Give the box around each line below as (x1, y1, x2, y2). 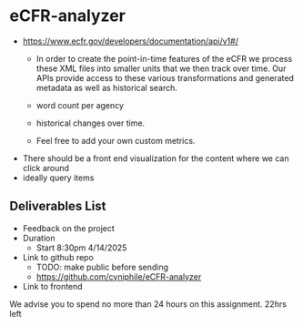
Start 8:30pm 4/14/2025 (35, 242, 127, 253)
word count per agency (35, 99, 125, 110)
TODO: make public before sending (35, 261, 169, 272)
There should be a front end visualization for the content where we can (22, 152, 289, 164)
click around (22, 162, 70, 173)
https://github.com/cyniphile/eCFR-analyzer (35, 270, 202, 282)
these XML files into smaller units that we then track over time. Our (35, 63, 287, 74)
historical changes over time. (35, 117, 146, 128)
